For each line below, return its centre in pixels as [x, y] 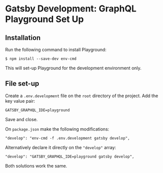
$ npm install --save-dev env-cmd [41, 59]
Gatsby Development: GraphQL [71, 9]
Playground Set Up [44, 19]
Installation [23, 38]
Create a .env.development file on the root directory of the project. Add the [82, 96]
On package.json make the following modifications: [57, 129]
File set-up [22, 84]
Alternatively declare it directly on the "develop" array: [61, 147]
